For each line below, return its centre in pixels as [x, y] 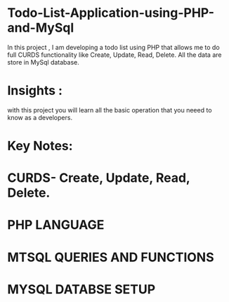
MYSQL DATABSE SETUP [81, 289]
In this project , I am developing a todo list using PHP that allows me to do [113, 47]
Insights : [35, 91]
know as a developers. [40, 117]
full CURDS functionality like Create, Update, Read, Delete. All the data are [115, 55]
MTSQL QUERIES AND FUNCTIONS [111, 257]
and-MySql [41, 28]
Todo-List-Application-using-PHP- [111, 13]
